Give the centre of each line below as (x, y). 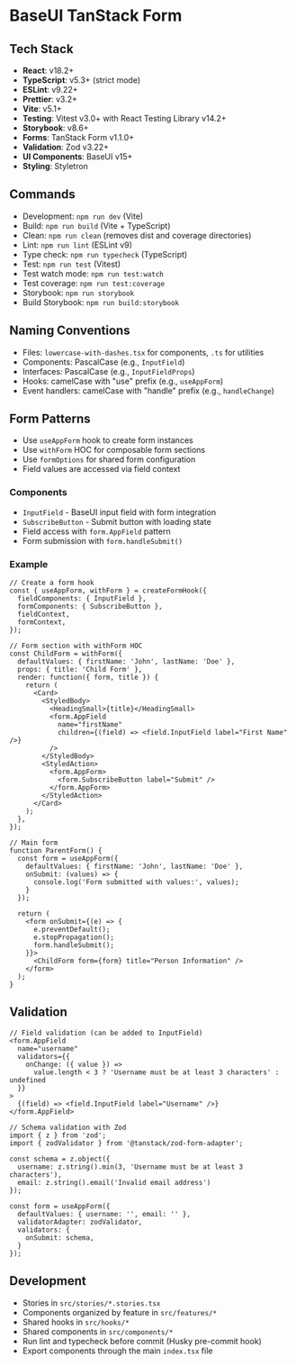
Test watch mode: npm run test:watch (93, 273)
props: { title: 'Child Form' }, (80, 670)
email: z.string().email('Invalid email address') (114, 1182)
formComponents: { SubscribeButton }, (90, 607)
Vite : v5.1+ (42, 108)
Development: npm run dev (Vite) (83, 216)
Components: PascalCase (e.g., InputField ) (103, 362)
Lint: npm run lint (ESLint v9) (77, 245)
